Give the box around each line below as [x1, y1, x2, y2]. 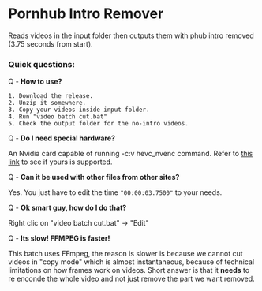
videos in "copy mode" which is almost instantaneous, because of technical [8, 257, 255, 267]
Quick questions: [8, 58, 75, 69]
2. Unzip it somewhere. [8, 99, 87, 107]
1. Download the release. [8, 92, 93, 100]
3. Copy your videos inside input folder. [8, 106, 150, 114]
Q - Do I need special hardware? [8, 133, 116, 143]
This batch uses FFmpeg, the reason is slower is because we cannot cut [8, 249, 243, 259]
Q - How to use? [8, 76, 62, 87]
